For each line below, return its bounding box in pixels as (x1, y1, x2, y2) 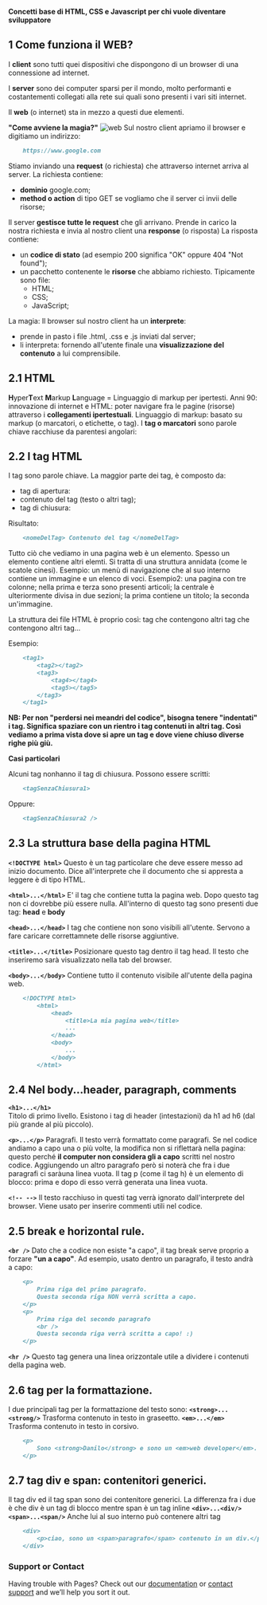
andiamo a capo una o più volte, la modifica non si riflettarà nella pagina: (8, 1143, 246, 1153)
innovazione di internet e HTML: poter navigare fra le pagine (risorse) (8, 401, 235, 411)
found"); (19, 258, 48, 268)
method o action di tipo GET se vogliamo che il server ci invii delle (19, 193, 238, 203)
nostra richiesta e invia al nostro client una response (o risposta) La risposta (8, 226, 258, 235)
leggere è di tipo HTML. (8, 875, 86, 884)
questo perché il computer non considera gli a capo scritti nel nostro (8, 1152, 235, 1162)
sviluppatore (8, 15, 52, 25)
